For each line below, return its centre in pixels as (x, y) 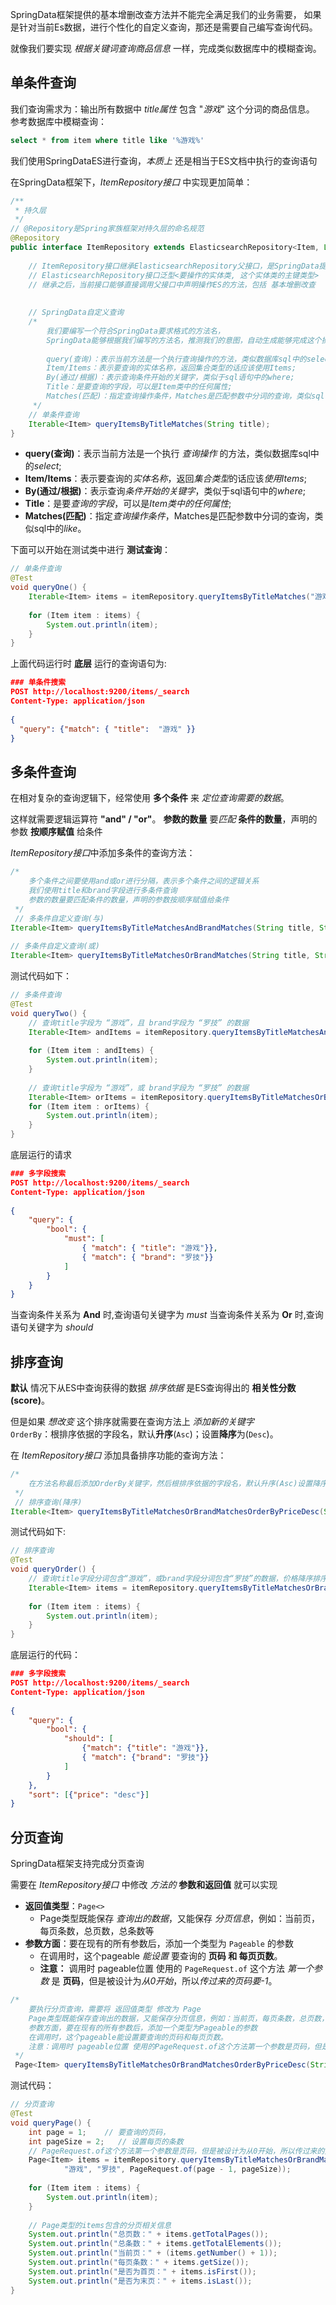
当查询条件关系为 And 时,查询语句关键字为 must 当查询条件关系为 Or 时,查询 (167, 1315)
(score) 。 (30, 1400)
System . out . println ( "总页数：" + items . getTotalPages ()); (148, 2234)
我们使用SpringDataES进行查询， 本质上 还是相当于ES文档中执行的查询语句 (164, 160)
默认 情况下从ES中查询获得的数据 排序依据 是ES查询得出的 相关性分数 (153, 1388)
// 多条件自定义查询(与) (59, 918)
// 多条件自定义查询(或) (55, 946)
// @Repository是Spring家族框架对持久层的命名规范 (107, 229)
